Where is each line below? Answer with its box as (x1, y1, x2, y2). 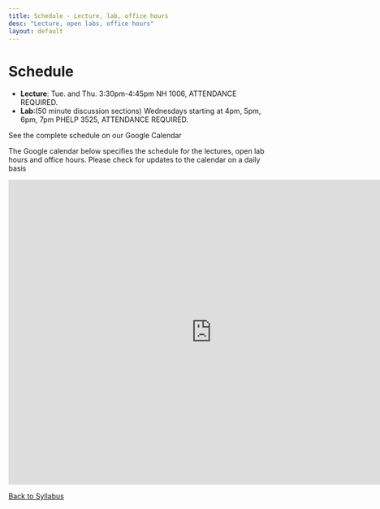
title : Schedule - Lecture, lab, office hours (8, 11, 169, 20)
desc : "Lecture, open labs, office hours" (8, 20, 154, 28)
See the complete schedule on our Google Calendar (8, 131, 183, 141)
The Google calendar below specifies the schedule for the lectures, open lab (8, 146, 266, 156)
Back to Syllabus (8, 491, 65, 501)
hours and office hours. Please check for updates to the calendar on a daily (8, 155, 261, 165)
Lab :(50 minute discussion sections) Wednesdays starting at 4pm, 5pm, (19, 107, 261, 116)
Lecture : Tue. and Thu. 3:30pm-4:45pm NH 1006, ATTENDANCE (19, 89, 237, 98)
